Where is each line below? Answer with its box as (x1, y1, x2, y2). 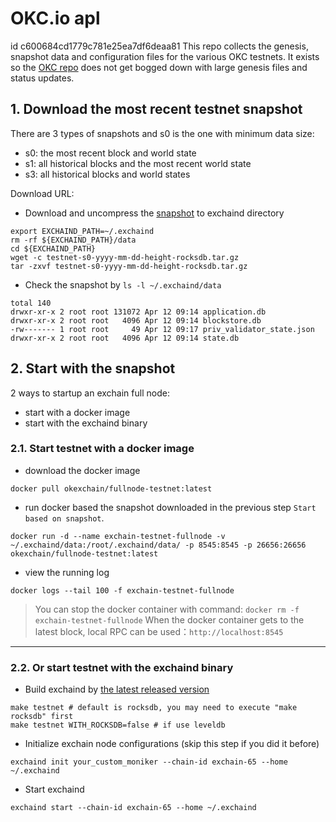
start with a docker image (24, 406, 131, 418)
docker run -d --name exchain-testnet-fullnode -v (10, 531, 226, 541)
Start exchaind (24, 783, 85, 796)
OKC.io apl (10, 7, 101, 30)
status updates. (10, 72, 75, 84)
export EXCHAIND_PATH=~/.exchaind (10, 226, 155, 236)
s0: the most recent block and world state (24, 147, 197, 159)
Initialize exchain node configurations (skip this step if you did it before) (24, 738, 320, 750)
